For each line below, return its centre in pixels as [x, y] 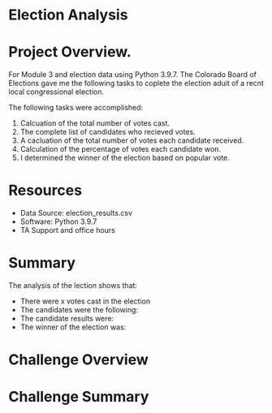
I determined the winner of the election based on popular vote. [125, 158]
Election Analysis [68, 15]
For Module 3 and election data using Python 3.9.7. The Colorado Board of [133, 75]
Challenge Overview [78, 360]
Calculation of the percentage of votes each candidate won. [121, 149]
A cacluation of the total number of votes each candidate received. [132, 140]
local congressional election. [56, 92]
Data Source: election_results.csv [76, 213]
